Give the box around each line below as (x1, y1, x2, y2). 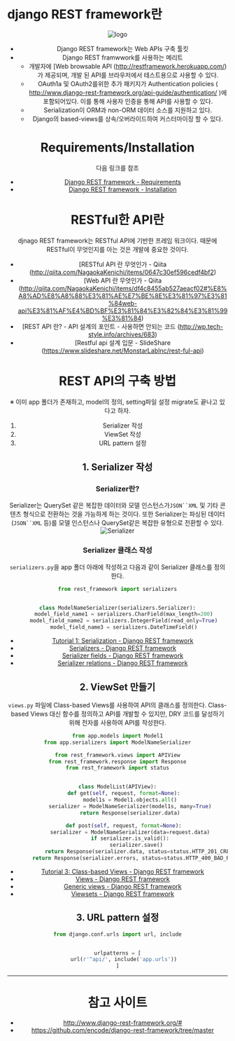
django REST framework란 (7, 6, 162, 22)
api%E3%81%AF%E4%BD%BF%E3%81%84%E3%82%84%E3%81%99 (17, 306, 228, 315)
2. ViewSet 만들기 (79, 681, 156, 693)
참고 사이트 (87, 995, 148, 1011)
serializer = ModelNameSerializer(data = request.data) (50, 829, 211, 836)
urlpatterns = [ (94, 949, 141, 957)
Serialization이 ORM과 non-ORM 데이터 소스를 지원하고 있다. (43, 106, 213, 114)
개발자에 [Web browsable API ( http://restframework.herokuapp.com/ (29, 62, 225, 70)
